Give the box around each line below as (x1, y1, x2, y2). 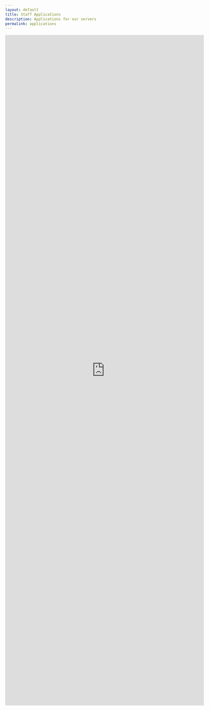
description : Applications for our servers (5, 16, 97, 21)
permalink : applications (5, 21, 57, 26)
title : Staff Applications (5, 12, 61, 17)
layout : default (5, 7, 39, 12)
